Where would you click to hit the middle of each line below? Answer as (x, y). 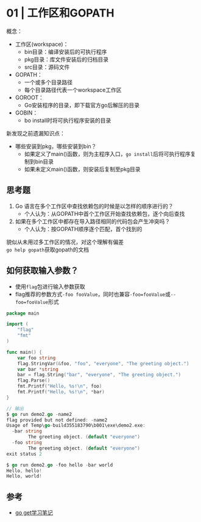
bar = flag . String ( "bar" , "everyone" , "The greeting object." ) (99, 375)
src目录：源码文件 (47, 67)
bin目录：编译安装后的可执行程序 (65, 52)
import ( (17, 324)
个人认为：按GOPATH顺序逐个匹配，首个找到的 (83, 229)
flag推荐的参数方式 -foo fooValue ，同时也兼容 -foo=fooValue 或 (93, 294)
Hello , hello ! (24, 471)
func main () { (24, 352)
